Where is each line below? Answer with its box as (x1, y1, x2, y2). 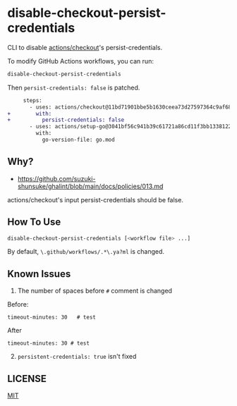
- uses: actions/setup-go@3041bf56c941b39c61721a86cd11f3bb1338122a (29, 123, 235, 130)
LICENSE (7, 372, 47, 385)
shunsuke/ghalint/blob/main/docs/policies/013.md (17, 182, 164, 190)
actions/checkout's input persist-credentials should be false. (7, 195, 183, 204)
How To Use (7, 216, 61, 228)
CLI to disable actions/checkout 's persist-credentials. (7, 43, 163, 51)
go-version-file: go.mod (42, 136, 115, 144)
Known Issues (7, 268, 71, 280)
